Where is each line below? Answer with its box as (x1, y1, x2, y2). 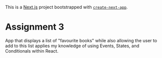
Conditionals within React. (5, 48, 59, 54)
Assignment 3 (5, 22, 65, 32)
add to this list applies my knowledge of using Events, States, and (5, 43, 140, 49)
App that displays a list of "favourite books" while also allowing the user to (5, 37, 158, 43)
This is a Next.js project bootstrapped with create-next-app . (5, 4, 128, 10)
